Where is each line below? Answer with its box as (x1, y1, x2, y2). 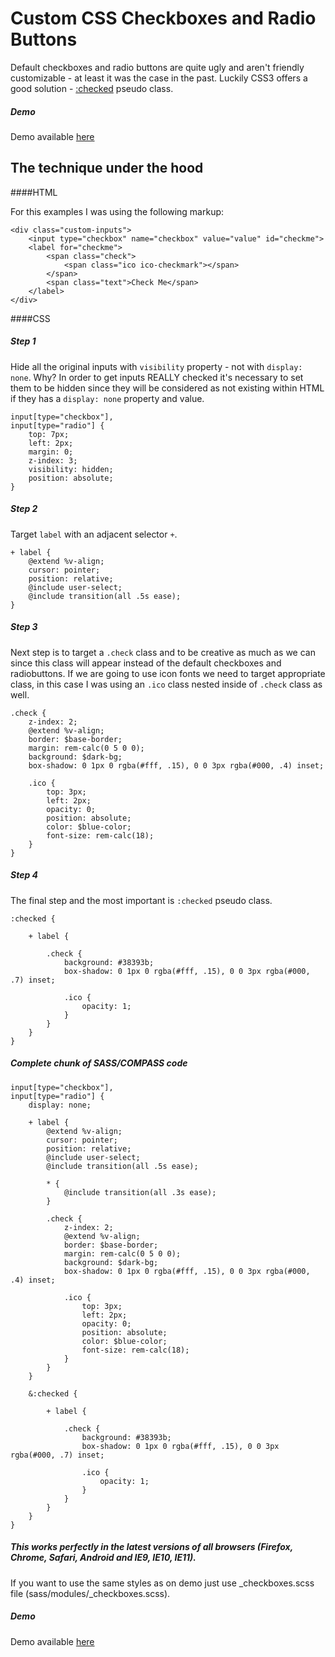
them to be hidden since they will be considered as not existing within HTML (10, 382, 325, 394)
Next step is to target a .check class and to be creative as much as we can (10, 646, 316, 658)
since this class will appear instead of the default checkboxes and (10, 657, 282, 669)
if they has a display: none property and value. (10, 392, 205, 404)
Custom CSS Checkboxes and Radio (10, 7, 317, 30)
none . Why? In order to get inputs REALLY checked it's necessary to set (10, 371, 304, 383)
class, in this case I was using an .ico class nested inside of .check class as (10, 678, 323, 690)
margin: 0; (28, 447, 74, 457)
